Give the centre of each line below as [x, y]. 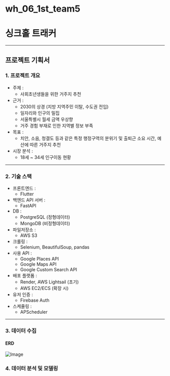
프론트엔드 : [24, 188]
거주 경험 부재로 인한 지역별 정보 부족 [57, 126]
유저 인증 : [23, 295]
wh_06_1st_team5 [43, 9]
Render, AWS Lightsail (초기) [50, 282]
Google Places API [39, 259]
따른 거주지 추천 [45, 144]
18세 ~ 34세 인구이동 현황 [46, 157]
